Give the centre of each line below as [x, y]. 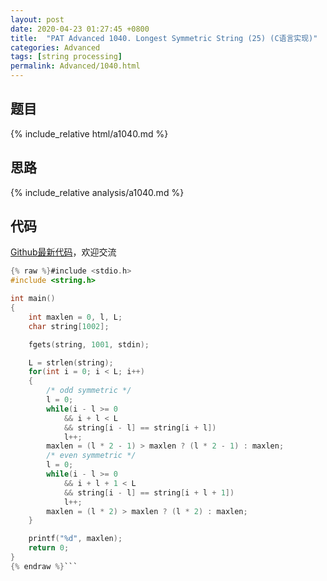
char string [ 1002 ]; [69, 326]
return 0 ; [49, 548]
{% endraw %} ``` [44, 566]
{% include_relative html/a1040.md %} [89, 133]
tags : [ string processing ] [66, 57]
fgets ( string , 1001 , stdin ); [89, 344]
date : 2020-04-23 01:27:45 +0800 [80, 29]
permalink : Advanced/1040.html [75, 66]
